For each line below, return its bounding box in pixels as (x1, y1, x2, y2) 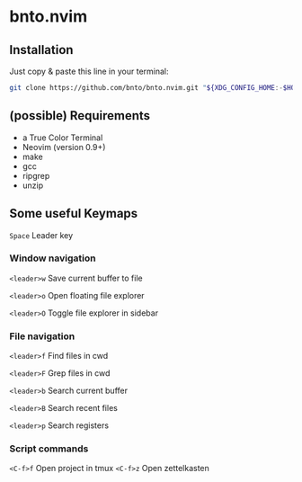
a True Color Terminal (22, 132, 103, 143)
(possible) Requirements (9, 108, 151, 123)
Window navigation (9, 252, 96, 264)
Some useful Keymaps (9, 206, 138, 221)
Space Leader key (9, 229, 74, 240)
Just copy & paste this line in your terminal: (9, 66, 169, 76)
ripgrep (22, 170, 50, 181)
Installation (9, 42, 74, 58)
